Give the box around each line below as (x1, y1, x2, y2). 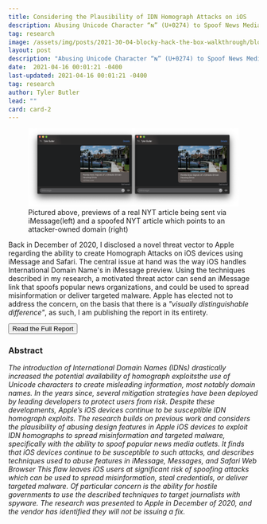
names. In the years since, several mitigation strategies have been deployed (8, 389, 258, 398)
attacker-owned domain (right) (28, 224, 129, 234)
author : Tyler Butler (8, 88, 80, 96)
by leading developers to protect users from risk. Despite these (8, 397, 215, 406)
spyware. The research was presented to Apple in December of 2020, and (8, 499, 253, 508)
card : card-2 (8, 105, 52, 113)
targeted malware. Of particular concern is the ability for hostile (8, 482, 218, 491)
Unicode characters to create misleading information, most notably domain (8, 380, 256, 389)
